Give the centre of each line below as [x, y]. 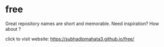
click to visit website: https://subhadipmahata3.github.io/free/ [70, 39]
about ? [13, 29]
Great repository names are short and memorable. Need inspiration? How [82, 24]
